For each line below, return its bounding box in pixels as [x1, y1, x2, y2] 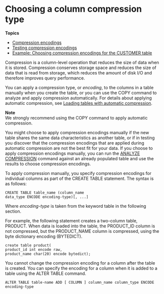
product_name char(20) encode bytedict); [5, 251, 91, 256]
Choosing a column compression [5, 3, 142, 15]
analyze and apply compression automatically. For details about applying [5, 95, 152, 101]
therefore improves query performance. [5, 75, 85, 81]
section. [5, 208, 22, 214]
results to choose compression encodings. [5, 161, 91, 167]
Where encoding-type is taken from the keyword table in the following [5, 203, 146, 209]
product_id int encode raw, [5, 247, 63, 252]
